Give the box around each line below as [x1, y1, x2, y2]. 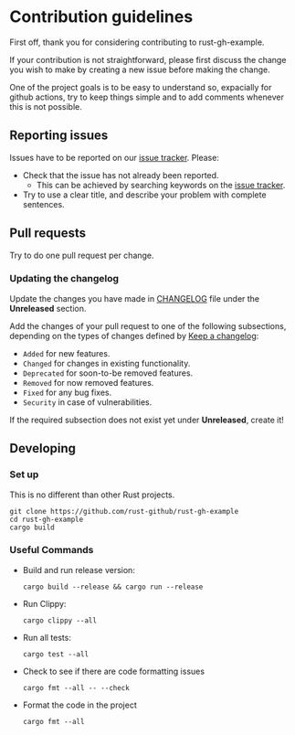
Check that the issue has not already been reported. [22, 169, 219, 180]
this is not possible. [9, 101, 82, 112]
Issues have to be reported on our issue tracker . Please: [9, 152, 219, 163]
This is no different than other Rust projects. [9, 489, 175, 500]
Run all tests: [22, 632, 71, 643]
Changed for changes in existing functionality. [22, 357, 191, 368]
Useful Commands [9, 544, 94, 557]
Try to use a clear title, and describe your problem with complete [22, 189, 267, 200]
